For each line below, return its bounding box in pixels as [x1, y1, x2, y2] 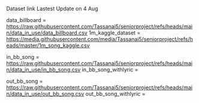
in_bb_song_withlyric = [82, 66, 139, 73]
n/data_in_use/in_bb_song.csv [6, 66, 81, 73]
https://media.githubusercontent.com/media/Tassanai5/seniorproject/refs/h [6, 36, 193, 42]
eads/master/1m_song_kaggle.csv [6, 42, 90, 49]
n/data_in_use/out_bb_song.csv [6, 90, 85, 97]
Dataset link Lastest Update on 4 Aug [6, 5, 98, 12]
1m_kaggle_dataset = [89, 29, 141, 36]
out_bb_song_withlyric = [85, 90, 146, 97]
